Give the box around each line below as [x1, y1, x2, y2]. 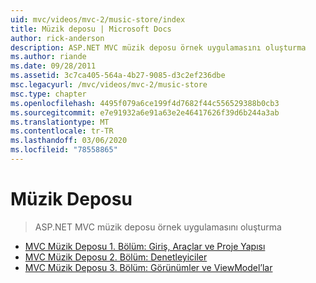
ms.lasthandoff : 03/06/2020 [10, 136, 128, 146]
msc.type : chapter [10, 89, 87, 99]
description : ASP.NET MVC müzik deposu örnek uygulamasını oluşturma [10, 42, 307, 53]
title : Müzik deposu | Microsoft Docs [10, 24, 172, 34]
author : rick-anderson [10, 33, 105, 43]
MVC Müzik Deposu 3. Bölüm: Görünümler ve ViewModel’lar [24, 261, 273, 273]
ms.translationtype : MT [10, 117, 110, 127]
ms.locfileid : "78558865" [10, 145, 118, 155]
